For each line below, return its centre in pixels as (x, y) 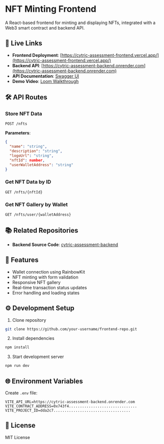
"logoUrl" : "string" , (32, 156)
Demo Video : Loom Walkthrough (45, 81)
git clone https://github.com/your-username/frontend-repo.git (71, 329)
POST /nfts (16, 124)
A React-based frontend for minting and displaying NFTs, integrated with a (80, 23)
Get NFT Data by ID (28, 182)
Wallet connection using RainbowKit (48, 272)
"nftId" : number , (27, 160)
